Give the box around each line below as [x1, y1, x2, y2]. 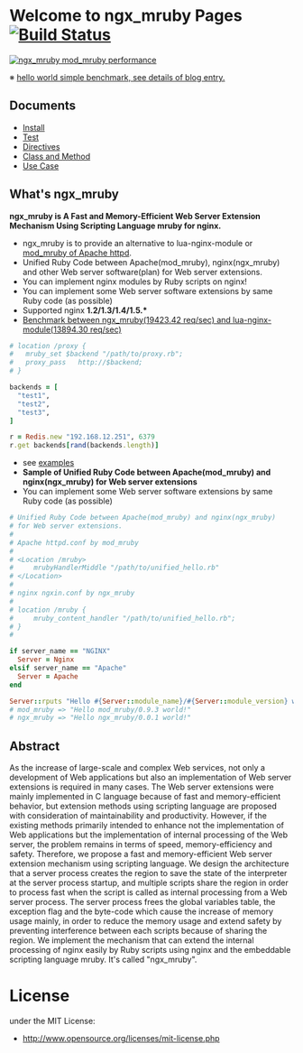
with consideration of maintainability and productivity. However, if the [9, 810, 268, 821]
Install [22, 122, 45, 133]
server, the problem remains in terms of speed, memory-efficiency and [9, 839, 273, 850]
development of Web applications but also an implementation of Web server [9, 772, 292, 783]
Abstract [9, 738, 60, 753]
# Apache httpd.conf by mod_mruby [9, 538, 140, 547]
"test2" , [17, 399, 50, 409]
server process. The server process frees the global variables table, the [9, 897, 276, 908]
